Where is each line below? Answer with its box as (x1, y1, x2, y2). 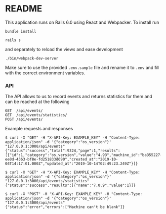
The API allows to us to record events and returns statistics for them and (5, 94, 152, 100)
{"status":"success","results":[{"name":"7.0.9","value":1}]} (5, 183, 136, 188)
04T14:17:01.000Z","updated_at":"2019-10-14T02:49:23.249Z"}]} (5, 161, 138, 166)
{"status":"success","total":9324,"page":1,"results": (5, 148, 121, 154)
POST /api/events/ (5, 117, 43, 122)
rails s (5, 38, 21, 43)
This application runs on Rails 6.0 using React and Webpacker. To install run (5, 19, 160, 25)
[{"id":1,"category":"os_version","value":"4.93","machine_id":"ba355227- (5, 153, 163, 158)
